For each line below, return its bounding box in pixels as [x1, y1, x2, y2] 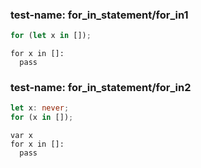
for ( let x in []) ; [10, 31, 92, 41]
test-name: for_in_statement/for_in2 [10, 81, 192, 95]
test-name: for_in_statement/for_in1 [10, 8, 189, 22]
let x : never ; [10, 103, 70, 113]
